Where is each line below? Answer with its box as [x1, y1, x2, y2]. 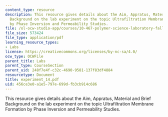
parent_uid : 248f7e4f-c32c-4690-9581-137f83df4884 [5, 68, 113, 73]
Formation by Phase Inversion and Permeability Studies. [5, 106, 120, 112]
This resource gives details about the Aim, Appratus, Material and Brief [5, 95, 151, 101]
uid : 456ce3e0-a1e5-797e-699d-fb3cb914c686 [5, 81, 97, 86]
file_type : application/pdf [5, 35, 64, 40]
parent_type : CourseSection [5, 63, 64, 68]
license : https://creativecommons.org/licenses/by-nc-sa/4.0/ [5, 49, 137, 54]
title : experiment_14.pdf [5, 77, 59, 82]
